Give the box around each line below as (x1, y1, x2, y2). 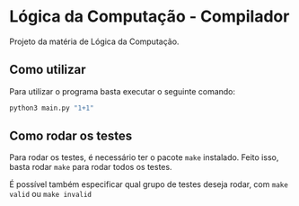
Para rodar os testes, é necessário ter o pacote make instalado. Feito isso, (9, 152, 279, 163)
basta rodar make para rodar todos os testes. (9, 162, 172, 173)
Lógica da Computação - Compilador (9, 6, 290, 27)
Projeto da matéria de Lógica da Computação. (9, 36, 180, 47)
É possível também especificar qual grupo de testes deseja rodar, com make (9, 179, 289, 190)
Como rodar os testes (9, 129, 133, 144)
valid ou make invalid (9, 189, 92, 200)
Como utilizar (9, 62, 87, 77)
